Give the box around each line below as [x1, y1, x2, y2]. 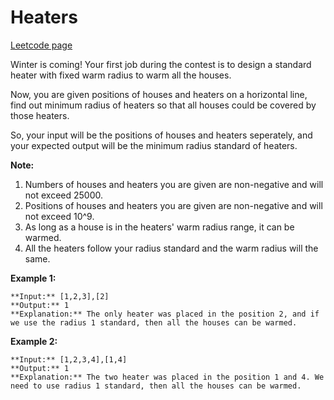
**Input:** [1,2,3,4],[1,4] [10, 354, 128, 365]
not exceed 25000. [24, 189, 104, 201]
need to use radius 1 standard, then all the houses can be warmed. [10, 381, 302, 391]
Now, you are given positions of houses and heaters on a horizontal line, [10, 88, 308, 100]
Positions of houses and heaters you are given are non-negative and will [24, 199, 323, 211]
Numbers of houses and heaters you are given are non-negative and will [24, 178, 324, 190]
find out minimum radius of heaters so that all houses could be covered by [10, 99, 317, 111]
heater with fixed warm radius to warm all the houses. [10, 69, 232, 81]
